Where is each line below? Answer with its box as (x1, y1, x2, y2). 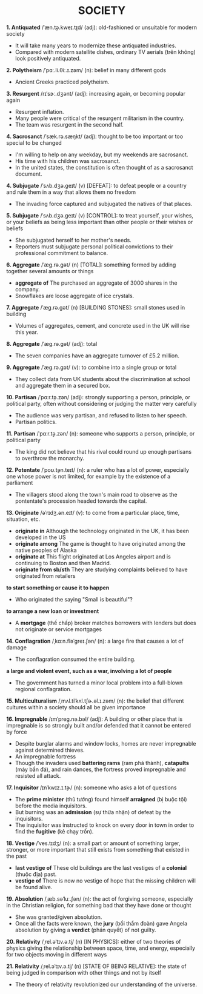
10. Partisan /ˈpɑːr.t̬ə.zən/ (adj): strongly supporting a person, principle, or (6, 393, 191, 400)
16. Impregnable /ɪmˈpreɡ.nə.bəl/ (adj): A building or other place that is (6, 715, 183, 723)
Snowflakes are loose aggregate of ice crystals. (15, 292, 135, 299)
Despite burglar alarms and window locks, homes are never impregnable (15, 740, 196, 747)
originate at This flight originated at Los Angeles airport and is (15, 552, 171, 560)
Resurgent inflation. (15, 108, 64, 115)
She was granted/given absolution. (15, 913, 102, 921)
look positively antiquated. (15, 55, 81, 62)
